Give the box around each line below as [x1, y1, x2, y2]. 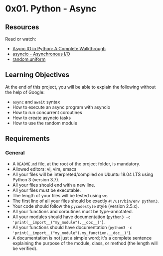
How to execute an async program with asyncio [12, 104, 111, 110]
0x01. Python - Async [5, 3, 97, 14]
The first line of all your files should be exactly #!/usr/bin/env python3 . [12, 198, 159, 204]
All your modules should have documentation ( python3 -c [12, 214, 131, 220]
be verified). [12, 245, 38, 252]
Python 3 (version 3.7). [12, 176, 60, 182]
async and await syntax [12, 99, 60, 105]
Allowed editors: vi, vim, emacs [12, 166, 77, 172]
